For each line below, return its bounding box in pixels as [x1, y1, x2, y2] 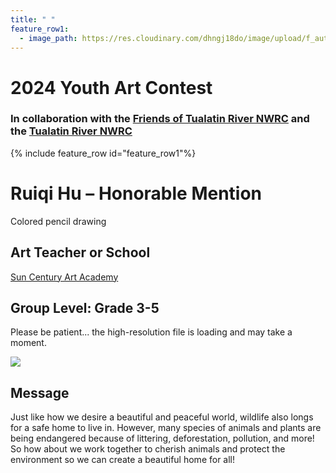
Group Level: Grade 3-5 [10, 300, 160, 316]
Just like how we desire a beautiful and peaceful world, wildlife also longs [10, 411, 314, 423]
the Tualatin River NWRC [10, 124, 133, 138]
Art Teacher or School [10, 244, 151, 261]
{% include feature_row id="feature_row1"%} [10, 147, 197, 159]
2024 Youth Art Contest [10, 76, 213, 99]
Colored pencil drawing [10, 215, 107, 227]
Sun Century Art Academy [10, 271, 119, 283]
